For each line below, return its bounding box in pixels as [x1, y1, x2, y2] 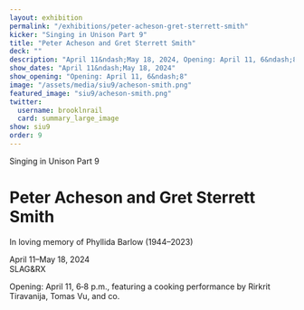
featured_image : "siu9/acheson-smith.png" [9, 89, 172, 98]
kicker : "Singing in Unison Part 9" [9, 30, 147, 39]
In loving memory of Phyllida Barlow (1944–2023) [9, 236, 194, 247]
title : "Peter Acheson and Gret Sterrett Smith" [9, 38, 196, 48]
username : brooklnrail [17, 106, 103, 115]
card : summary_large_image [17, 114, 119, 123]
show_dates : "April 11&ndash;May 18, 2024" [9, 64, 176, 73]
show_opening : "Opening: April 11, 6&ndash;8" [9, 72, 188, 81]
